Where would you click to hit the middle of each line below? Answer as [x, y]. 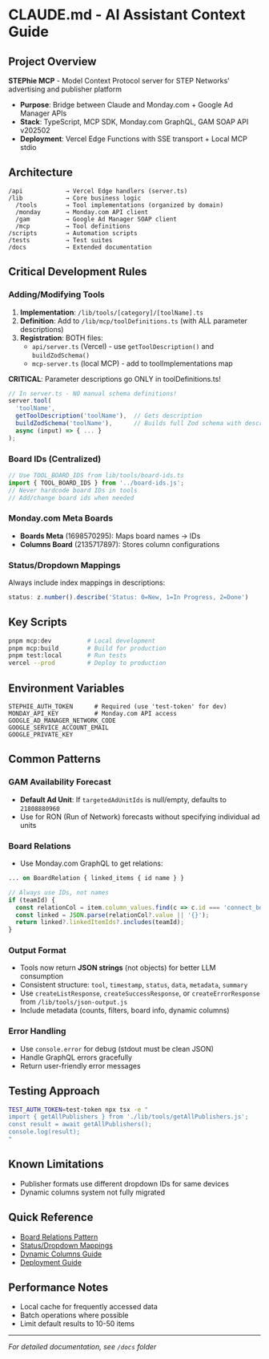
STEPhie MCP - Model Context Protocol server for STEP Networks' [119, 81]
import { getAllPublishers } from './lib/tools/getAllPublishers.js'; [128, 1117]
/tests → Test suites [60, 240]
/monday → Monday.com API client [82, 212]
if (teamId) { [32, 900]
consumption [42, 976]
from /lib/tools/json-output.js [74, 1002]
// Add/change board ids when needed [71, 498]
